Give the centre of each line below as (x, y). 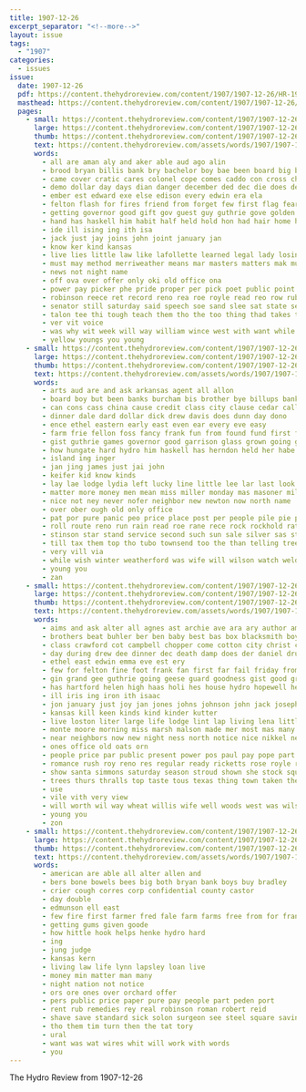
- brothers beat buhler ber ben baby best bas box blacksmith (163, 636)
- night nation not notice (93, 984)
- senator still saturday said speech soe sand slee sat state (164, 306)
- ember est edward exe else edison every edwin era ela (152, 196)
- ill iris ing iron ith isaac (102, 695)
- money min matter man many (97, 975)
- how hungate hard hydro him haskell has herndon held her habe (169, 450)
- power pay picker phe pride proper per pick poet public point (169, 289)
